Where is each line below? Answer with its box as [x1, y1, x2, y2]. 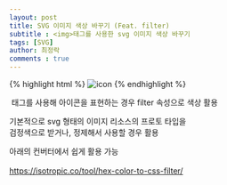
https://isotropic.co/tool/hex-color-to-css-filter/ [9, 165, 184, 176]
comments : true [9, 54, 69, 63]
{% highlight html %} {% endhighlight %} [9, 79, 187, 89]
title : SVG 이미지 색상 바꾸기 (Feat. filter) [9, 21, 170, 30]
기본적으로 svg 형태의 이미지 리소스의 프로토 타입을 [9, 117, 187, 126]
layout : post [9, 12, 58, 22]
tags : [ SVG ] [9, 37, 53, 47]
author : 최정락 [9, 46, 61, 55]
